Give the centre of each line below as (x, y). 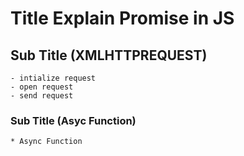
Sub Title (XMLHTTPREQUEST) (109, 55)
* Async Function (46, 142)
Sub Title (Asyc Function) (73, 120)
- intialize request (53, 78)
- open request (42, 87)
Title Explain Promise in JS (122, 18)
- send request (42, 96)
